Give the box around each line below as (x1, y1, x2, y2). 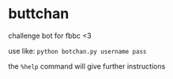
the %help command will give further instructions (8, 61, 166, 71)
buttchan (8, 5, 70, 23)
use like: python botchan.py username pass (8, 46, 147, 55)
